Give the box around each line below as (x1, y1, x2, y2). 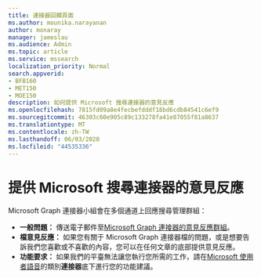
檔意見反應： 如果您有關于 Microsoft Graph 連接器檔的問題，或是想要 (19, 233, 243, 242)
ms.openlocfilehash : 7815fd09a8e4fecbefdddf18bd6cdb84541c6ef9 (8, 107, 219, 114)
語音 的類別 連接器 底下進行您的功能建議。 (26, 262, 158, 271)
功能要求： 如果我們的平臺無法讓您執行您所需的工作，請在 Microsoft (19, 252, 238, 262)
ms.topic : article (8, 48, 68, 56)
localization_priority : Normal (8, 63, 111, 70)
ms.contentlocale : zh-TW (8, 128, 89, 135)
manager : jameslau (8, 33, 68, 42)
